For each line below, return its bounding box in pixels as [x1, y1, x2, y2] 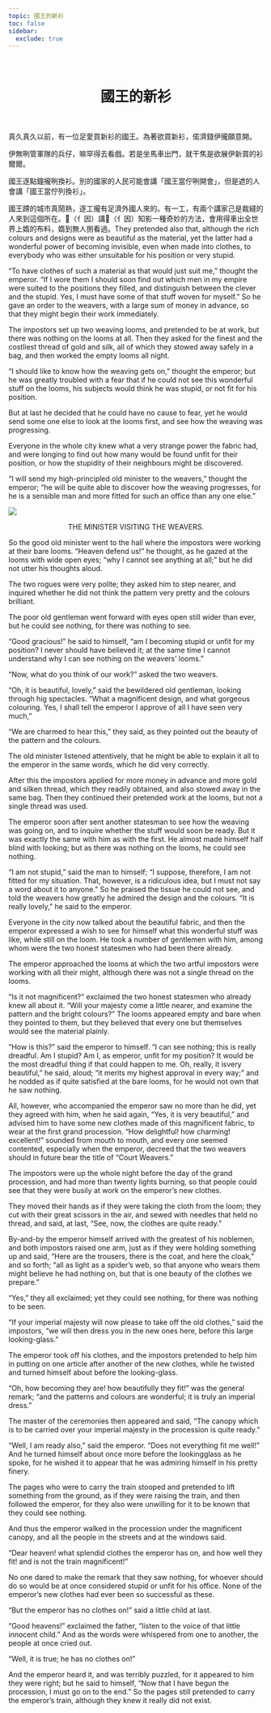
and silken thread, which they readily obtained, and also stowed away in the [8, 784, 261, 794]
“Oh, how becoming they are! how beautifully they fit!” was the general [8, 1384, 245, 1393]
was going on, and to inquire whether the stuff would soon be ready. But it [8, 826, 256, 835]
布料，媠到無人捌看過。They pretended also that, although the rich [36, 224, 259, 234]
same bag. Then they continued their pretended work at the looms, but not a [8, 792, 263, 803]
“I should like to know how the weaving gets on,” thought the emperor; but [8, 367, 256, 376]
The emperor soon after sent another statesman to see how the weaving [8, 817, 249, 827]
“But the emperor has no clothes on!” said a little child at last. [8, 1605, 212, 1615]
